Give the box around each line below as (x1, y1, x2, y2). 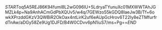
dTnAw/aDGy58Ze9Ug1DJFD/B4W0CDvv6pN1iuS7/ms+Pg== (5, 19, 128, 25)
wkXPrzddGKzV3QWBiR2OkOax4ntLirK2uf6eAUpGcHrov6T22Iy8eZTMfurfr (5, 15, 157, 20)
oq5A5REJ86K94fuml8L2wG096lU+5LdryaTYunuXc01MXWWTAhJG (18, 4, 156, 10)
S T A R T (5, 4, 19, 10)
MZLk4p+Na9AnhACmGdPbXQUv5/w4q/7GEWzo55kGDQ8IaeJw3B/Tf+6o (5, 9, 155, 15)
